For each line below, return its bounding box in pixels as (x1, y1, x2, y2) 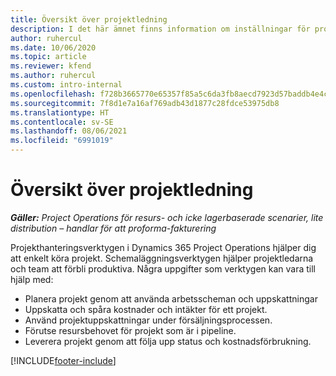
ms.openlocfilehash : (10, 89, 97, 99)
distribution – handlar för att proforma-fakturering (10, 222, 217, 234)
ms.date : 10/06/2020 (10, 42, 97, 53)
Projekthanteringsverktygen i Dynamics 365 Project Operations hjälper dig (10, 241, 317, 253)
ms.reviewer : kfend (10, 61, 92, 71)
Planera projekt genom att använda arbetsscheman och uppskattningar (24, 292, 318, 305)
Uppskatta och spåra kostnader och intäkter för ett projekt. (24, 303, 268, 315)
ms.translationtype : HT (10, 107, 110, 118)
